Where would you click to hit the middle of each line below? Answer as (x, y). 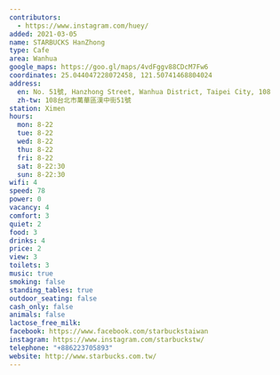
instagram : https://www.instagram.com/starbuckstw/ (107, 339)
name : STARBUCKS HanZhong (57, 42)
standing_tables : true (51, 290)
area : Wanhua (33, 59)
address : (25, 84)
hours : (21, 116)
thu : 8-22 (35, 149)
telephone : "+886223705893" (61, 347)
